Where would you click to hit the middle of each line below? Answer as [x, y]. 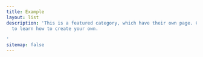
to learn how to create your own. [55, 28]
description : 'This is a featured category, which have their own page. [100, 23]
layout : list [23, 17]
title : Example [25, 12]
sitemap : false [25, 45]
